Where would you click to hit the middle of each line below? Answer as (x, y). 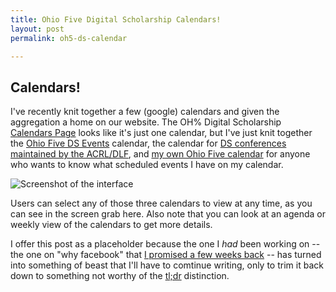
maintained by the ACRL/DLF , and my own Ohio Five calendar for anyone (160, 154)
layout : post (37, 29)
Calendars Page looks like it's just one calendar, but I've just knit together (161, 133)
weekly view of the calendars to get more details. (111, 225)
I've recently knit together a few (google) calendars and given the (145, 112)
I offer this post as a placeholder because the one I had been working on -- (165, 244)
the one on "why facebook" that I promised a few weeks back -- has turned (166, 255)
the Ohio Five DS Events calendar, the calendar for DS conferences (148, 143)
